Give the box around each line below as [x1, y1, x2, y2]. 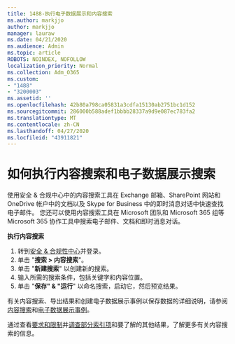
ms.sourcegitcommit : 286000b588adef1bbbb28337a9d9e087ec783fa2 [7, 108, 196, 115]
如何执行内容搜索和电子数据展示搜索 [7, 166, 216, 182]
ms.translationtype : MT [7, 114, 77, 121]
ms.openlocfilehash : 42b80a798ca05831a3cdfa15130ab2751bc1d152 [7, 102, 196, 109]
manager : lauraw [7, 29, 55, 37]
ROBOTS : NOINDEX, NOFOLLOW [7, 56, 86, 63]
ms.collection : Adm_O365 [7, 69, 80, 76]
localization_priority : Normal [7, 62, 99, 69]
